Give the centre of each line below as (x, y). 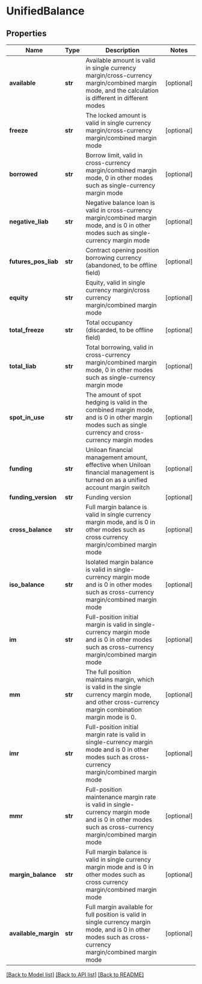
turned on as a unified (117, 480)
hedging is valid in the (117, 402)
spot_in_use (27, 417)
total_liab (23, 366)
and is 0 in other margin (119, 417)
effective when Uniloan (118, 465)
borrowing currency (114, 258)
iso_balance (27, 584)
